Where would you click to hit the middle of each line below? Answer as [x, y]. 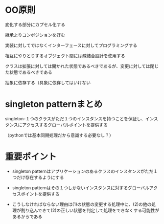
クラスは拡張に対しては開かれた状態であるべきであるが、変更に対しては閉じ [82, 66]
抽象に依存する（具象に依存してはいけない [48, 82]
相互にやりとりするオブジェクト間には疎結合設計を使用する [65, 56]
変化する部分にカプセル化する [35, 24]
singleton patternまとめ [54, 104]
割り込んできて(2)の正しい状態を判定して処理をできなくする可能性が [90, 210]
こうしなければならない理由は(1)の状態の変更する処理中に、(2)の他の [82, 204]
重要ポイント [31, 157]
